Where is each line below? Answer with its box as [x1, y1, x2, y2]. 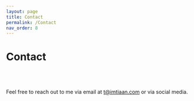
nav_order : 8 [6, 25, 38, 31]
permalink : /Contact [6, 19, 57, 25]
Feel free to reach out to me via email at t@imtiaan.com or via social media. [6, 89, 188, 96]
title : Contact [6, 14, 44, 20]
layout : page [6, 8, 38, 15]
